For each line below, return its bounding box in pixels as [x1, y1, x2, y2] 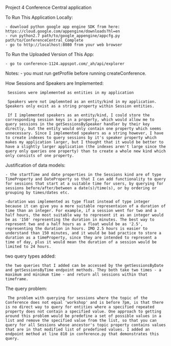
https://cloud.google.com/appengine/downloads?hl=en [5, 29, 120, 34]
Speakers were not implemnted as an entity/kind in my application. [7, 99, 157, 104]
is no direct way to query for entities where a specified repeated [5, 304, 155, 309]
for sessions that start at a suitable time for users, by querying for [5, 181, 164, 186]
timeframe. [5, 277, 29, 282]
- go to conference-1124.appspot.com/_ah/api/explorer [5, 61, 125, 66]
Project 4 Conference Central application [5, 5, 92, 10]
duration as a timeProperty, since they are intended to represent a [5, 235, 157, 240]
